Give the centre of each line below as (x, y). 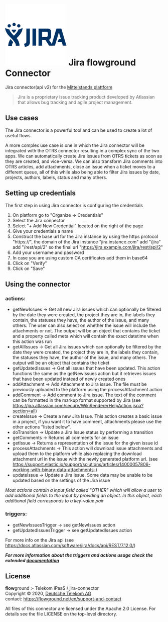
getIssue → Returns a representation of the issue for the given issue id (85, 443)
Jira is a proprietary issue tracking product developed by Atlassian (86, 97)
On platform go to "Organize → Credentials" (58, 215)
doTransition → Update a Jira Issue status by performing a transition (83, 432)
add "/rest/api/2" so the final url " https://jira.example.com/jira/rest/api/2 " (88, 247)
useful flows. (19, 135)
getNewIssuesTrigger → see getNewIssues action (64, 525)
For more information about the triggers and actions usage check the (79, 555)
